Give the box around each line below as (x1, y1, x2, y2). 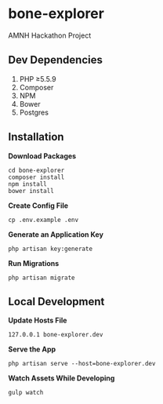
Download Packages (8, 151, 77, 161)
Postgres (19, 107, 49, 117)
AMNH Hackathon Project (8, 31, 92, 40)
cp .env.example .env (8, 216, 79, 224)
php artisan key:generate (8, 245, 92, 253)
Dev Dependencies (8, 53, 103, 67)
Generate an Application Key (8, 229, 104, 239)
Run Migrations (8, 258, 60, 268)
